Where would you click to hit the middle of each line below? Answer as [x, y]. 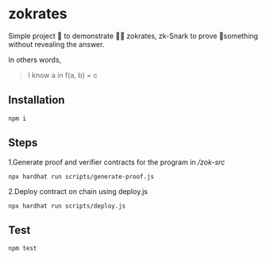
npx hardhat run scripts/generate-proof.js [81, 177]
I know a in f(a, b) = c [62, 75]
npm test [23, 248]
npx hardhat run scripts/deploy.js [67, 206]
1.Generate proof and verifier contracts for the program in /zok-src [117, 162]
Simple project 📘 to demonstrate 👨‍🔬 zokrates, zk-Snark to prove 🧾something [133, 36]
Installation [37, 100]
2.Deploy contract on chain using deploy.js [78, 191]
